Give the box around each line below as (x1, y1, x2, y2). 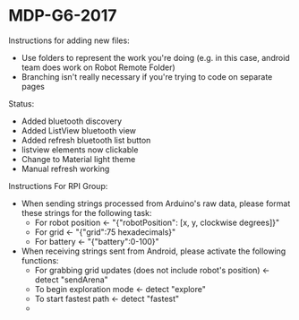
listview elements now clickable (21, 144, 139, 155)
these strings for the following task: (21, 207, 152, 218)
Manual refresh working (21, 163, 110, 174)
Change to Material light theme (21, 153, 136, 164)
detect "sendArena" (34, 274, 108, 285)
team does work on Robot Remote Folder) (21, 62, 175, 73)
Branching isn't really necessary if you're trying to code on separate (21, 71, 273, 82)
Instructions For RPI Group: (8, 180, 108, 191)
